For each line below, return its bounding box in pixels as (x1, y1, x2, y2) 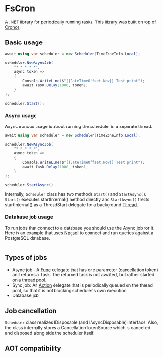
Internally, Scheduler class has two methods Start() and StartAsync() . (5, 191, 147, 197)
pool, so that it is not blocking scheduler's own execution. (12, 287, 128, 293)
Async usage (5, 112, 37, 119)
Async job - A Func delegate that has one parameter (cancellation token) (12, 267, 158, 273)
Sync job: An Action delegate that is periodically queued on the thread (12, 282, 153, 288)
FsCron (5, 3, 36, 14)
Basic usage (5, 39, 43, 47)
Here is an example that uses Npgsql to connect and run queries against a (5, 230, 154, 236)
